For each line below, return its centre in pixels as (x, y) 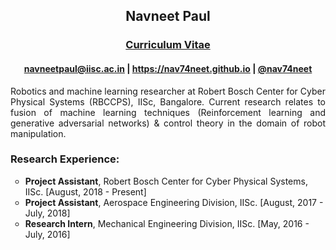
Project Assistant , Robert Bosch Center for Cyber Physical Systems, (166, 181)
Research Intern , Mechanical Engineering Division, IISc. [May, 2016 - (167, 223)
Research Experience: (65, 159)
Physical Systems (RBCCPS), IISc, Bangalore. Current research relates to (168, 101)
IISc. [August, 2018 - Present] (85, 191)
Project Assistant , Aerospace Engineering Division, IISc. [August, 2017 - (174, 202)
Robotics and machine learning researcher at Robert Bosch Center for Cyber (168, 91)
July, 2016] (47, 234)
